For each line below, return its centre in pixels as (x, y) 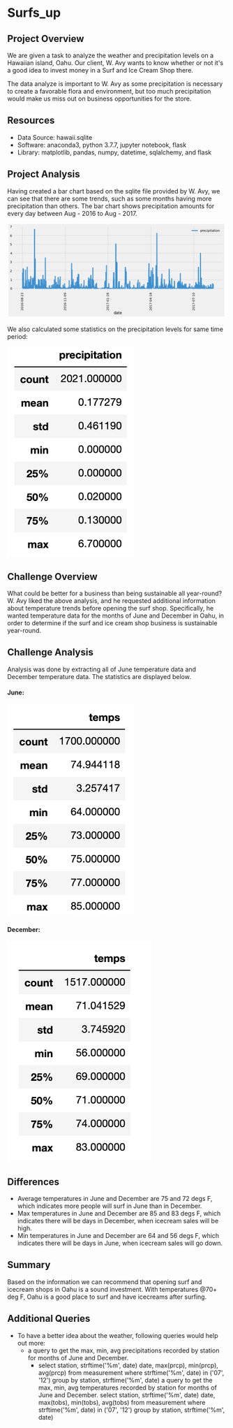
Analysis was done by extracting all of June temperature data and (102, 669)
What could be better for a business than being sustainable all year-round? (114, 593)
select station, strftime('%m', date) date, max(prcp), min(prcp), (128, 1365)
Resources (31, 121)
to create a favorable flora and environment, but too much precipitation (109, 91)
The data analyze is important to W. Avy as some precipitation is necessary (115, 84)
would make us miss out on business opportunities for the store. (99, 99)
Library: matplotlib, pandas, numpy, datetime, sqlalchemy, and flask (114, 152)
